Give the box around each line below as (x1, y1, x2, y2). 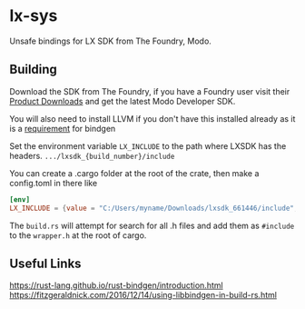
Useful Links (9, 255, 82, 271)
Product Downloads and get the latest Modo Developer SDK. (9, 95, 236, 106)
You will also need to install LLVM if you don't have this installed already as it (9, 113, 296, 124)
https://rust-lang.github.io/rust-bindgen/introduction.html (9, 280, 224, 291)
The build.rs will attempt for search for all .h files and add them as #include (9, 220, 295, 231)
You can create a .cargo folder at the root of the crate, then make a (9, 167, 260, 178)
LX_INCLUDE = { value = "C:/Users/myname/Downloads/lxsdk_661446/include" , (9, 204, 299, 213)
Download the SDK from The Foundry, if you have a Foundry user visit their (9, 85, 290, 96)
